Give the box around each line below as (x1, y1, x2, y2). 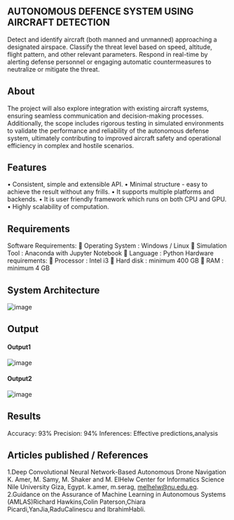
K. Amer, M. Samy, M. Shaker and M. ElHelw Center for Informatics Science (7, 475, 225, 484)
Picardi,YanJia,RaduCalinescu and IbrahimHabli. (7, 505, 146, 514)
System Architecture (7, 284, 100, 296)
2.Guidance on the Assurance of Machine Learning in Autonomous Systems (7, 491, 226, 499)
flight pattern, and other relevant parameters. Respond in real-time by (7, 50, 208, 58)
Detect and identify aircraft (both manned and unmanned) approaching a (7, 35, 217, 44)
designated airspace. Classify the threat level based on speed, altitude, (7, 42, 212, 51)
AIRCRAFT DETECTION (7, 17, 111, 29)
